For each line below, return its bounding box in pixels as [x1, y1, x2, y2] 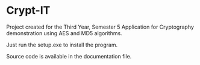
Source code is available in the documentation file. [6, 52, 132, 60]
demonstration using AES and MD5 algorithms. [6, 29, 122, 36]
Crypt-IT [6, 4, 51, 17]
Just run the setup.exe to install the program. [6, 41, 118, 48]
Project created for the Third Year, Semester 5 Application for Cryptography [6, 23, 195, 30]
